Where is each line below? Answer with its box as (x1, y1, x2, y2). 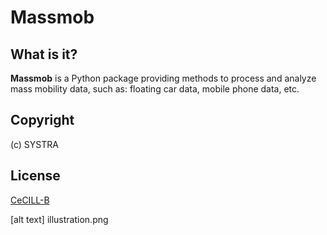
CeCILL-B (10, 194, 50, 206)
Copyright (10, 112, 75, 129)
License (10, 167, 61, 185)
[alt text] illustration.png (10, 213, 109, 225)
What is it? (10, 46, 78, 63)
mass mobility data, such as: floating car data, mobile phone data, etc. (10, 83, 300, 95)
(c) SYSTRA (10, 138, 59, 150)
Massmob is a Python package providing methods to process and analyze (10, 72, 317, 84)
